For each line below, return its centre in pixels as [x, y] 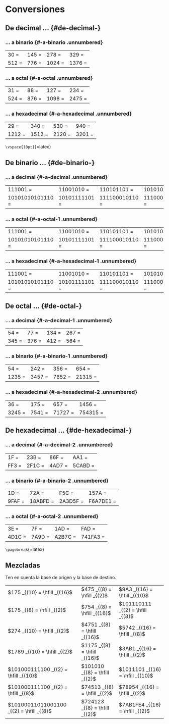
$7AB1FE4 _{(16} [140, 705]
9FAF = [16, 501]
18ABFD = [42, 501]
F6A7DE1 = [103, 501]
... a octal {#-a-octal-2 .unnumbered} [52, 516]
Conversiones [35, 9]
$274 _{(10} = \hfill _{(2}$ [38, 631]
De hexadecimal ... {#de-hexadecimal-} [69, 430]
